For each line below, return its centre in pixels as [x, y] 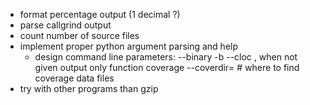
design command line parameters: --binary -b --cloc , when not [166, 57]
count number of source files [79, 35]
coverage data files [74, 78]
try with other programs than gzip [89, 88]
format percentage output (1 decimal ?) [100, 14]
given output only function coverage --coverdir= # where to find [167, 67]
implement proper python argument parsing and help [129, 46]
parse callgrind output [65, 25]
